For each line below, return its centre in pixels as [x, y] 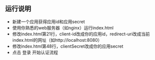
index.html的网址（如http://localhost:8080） [57, 40]
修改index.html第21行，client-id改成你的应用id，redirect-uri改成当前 [81, 34]
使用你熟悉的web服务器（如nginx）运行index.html [63, 28]
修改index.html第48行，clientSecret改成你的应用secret [68, 46]
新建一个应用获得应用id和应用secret [48, 22]
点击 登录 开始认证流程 [35, 52]
